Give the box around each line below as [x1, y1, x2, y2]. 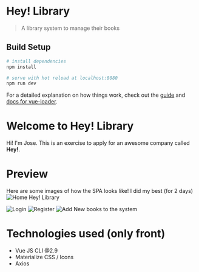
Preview [6, 167, 49, 181]
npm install [6, 64, 36, 70]
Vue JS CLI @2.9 [15, 247, 58, 254]
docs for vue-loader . [6, 98, 58, 105]
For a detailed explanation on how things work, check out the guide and [6, 91, 186, 99]
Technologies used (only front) [6, 227, 166, 241]
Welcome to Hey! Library [6, 119, 134, 133]
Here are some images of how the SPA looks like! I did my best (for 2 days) [6, 187, 193, 195]
